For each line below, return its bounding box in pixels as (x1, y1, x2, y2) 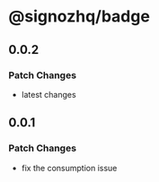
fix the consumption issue (21, 162, 118, 173)
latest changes (21, 89, 77, 100)
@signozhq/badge (8, 6, 150, 27)
